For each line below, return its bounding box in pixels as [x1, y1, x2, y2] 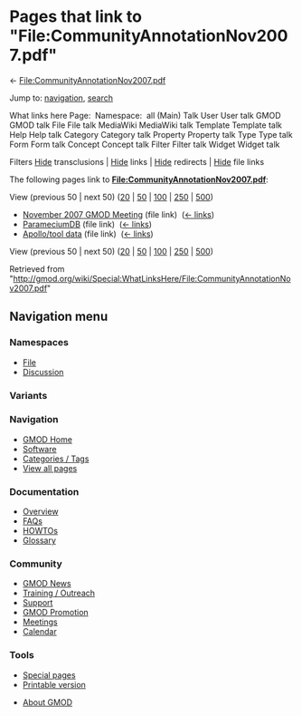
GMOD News [22, 578, 71, 589]
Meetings [22, 616, 58, 627]
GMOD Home [22, 433, 72, 445]
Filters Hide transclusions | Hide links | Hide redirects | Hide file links [9, 156, 265, 167]
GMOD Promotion [22, 607, 89, 618]
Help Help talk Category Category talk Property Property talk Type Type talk [9, 129, 293, 140]
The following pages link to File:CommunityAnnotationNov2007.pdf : [9, 174, 269, 185]
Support [22, 597, 53, 608]
